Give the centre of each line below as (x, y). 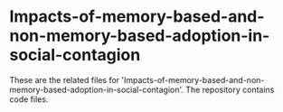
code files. (29, 99)
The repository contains (230, 89)
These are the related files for (65, 79)
